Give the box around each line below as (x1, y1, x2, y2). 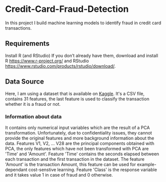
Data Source (5, 78, 44, 86)
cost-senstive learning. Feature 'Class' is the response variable (28, 167, 157, 173)
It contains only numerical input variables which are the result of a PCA (5, 125, 150, 131)
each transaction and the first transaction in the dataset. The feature (5, 156, 145, 162)
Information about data (5, 113, 62, 120)
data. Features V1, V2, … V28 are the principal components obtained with (5, 140, 155, 146)
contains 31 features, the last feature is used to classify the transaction (5, 95, 150, 102)
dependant (5, 167, 28, 173)
